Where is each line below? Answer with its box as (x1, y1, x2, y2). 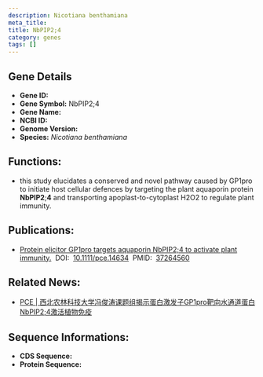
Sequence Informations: (8, 331, 130, 344)
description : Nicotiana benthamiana (8, 11, 128, 20)
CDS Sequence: (19, 351, 73, 361)
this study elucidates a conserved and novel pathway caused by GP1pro (19, 176, 253, 185)
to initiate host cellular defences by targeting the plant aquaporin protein (19, 184, 254, 193)
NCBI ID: (19, 115, 49, 125)
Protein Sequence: (19, 360, 82, 369)
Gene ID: (19, 90, 49, 100)
